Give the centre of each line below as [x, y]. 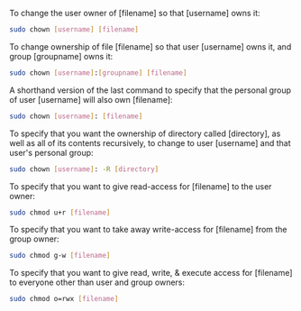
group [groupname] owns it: [61, 56]
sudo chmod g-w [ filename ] [60, 256]
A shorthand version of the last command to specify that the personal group [150, 90]
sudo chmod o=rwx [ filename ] [64, 299]
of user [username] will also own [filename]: [91, 99]
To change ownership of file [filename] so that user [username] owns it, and [150, 46]
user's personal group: [51, 152]
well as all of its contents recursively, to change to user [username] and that [150, 142]
